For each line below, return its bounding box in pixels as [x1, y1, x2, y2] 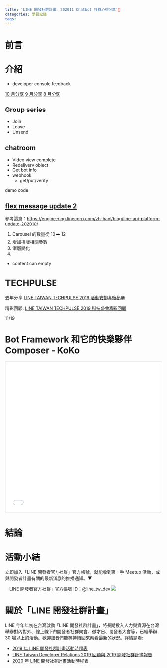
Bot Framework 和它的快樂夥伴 [5, 334, 132, 345]
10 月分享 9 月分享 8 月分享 [5, 91, 60, 97]
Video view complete [12, 157, 56, 163]
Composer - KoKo [5, 345, 80, 356]
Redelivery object [12, 162, 49, 168]
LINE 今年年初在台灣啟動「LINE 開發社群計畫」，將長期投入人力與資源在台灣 [5, 622, 160, 628]
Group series [5, 105, 46, 114]
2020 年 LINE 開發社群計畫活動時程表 [12, 658, 89, 664]
